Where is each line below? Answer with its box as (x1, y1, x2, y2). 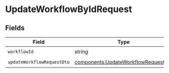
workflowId (8, 49, 34, 54)
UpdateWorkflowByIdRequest (5, 4, 132, 15)
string (74, 48, 89, 55)
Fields (5, 24, 25, 32)
